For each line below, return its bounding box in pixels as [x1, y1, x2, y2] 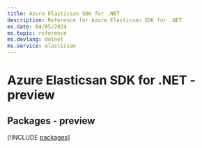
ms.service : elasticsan [7, 42, 77, 49]
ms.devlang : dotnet [7, 36, 64, 43]
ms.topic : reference [7, 29, 68, 37]
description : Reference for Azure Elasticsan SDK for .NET [7, 17, 182, 24]
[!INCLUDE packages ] [7, 133, 70, 141]
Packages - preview [7, 115, 95, 126]
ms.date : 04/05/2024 [7, 23, 68, 30]
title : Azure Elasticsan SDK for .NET [7, 10, 120, 17]
